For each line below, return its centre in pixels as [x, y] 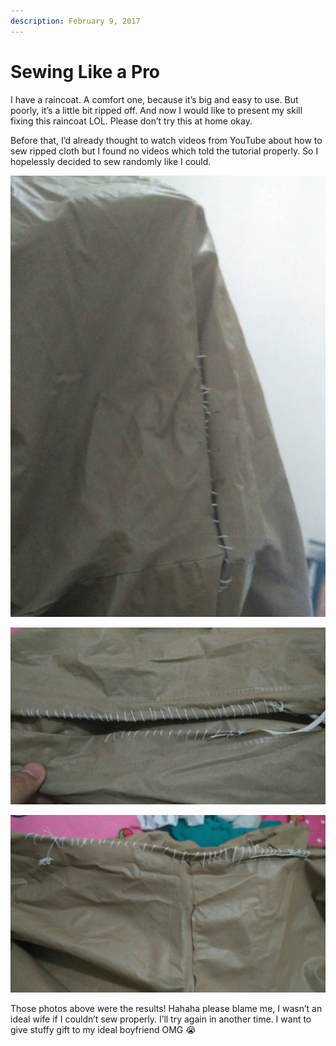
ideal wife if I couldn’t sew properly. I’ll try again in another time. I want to [161, 1019]
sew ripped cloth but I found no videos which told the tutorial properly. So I [164, 151]
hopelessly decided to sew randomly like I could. [111, 161]
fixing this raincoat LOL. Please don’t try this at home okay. [131, 121]
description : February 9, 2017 [75, 21]
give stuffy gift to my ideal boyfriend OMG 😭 [103, 1029]
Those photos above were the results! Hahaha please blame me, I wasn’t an [166, 1008]
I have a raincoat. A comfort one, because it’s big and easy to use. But [154, 99]
